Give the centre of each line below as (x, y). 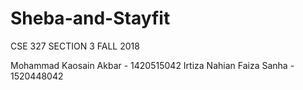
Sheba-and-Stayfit (90, 18)
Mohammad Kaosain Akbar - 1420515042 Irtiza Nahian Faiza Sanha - (152, 65)
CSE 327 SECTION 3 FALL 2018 (75, 46)
